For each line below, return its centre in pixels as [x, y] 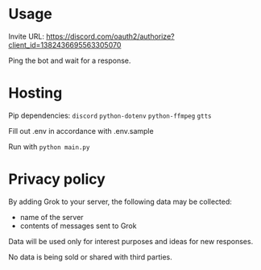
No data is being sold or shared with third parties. [90, 257]
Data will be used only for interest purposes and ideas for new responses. [131, 241]
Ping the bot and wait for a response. [70, 60]
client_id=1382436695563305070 [65, 44]
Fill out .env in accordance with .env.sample [81, 131]
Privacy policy [57, 179]
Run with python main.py [49, 147]
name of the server [52, 217]
